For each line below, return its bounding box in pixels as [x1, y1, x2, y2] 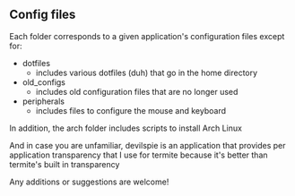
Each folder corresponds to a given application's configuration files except [9, 30, 285, 41]
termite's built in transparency [9, 158, 120, 169]
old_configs [22, 76, 65, 88]
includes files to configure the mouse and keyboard [35, 105, 227, 115]
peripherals [22, 96, 65, 107]
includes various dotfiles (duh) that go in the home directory [35, 67, 258, 78]
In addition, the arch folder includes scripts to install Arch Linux [9, 123, 242, 133]
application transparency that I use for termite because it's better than [9, 149, 268, 160]
